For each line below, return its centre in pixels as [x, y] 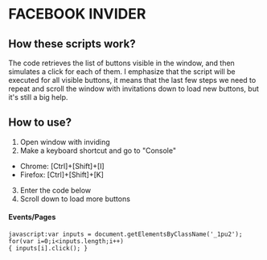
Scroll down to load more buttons [75, 199]
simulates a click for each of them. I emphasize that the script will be [122, 72]
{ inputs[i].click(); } [48, 249]
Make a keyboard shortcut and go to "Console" [98, 151]
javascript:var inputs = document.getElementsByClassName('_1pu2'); [125, 234]
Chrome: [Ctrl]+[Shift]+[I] [62, 166]
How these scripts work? [72, 44]
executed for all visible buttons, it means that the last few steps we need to [132, 80]
